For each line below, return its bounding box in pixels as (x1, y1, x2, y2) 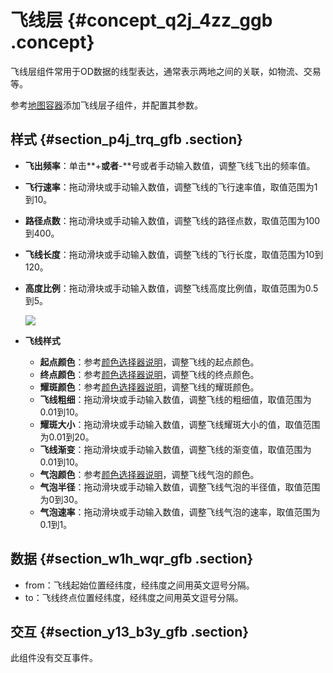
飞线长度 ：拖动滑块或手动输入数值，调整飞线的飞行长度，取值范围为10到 (24, 248, 324, 260)
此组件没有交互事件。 (10, 652, 98, 664)
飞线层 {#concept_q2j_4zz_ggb (10, 9, 273, 32)
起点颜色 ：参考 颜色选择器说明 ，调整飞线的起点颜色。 (39, 356, 260, 368)
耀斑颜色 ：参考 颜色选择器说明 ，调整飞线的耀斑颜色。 (39, 381, 260, 393)
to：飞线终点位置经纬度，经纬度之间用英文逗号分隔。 (24, 591, 244, 603)
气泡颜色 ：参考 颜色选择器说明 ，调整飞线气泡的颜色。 (39, 468, 260, 480)
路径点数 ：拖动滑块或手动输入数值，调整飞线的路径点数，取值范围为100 (24, 214, 321, 226)
